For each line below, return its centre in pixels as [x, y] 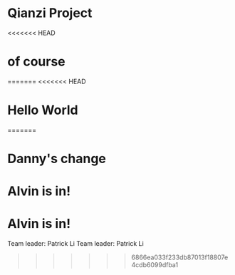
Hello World [43, 110]
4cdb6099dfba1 [155, 265]
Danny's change [57, 159]
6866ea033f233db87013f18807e [180, 257]
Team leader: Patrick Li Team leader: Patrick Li [75, 244]
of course [36, 62]
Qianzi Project [50, 13]
